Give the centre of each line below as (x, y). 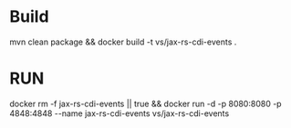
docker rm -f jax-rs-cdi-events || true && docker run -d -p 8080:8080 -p (145, 103)
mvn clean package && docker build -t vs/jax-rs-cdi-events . (123, 42)
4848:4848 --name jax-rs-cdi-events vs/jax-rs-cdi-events (120, 113)
